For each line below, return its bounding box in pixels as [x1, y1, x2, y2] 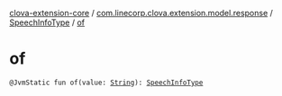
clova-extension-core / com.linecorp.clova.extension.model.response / [9, 8, 273, 18]
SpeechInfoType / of [9, 17, 86, 28]
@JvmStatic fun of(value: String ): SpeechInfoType [9, 78, 204, 87]
